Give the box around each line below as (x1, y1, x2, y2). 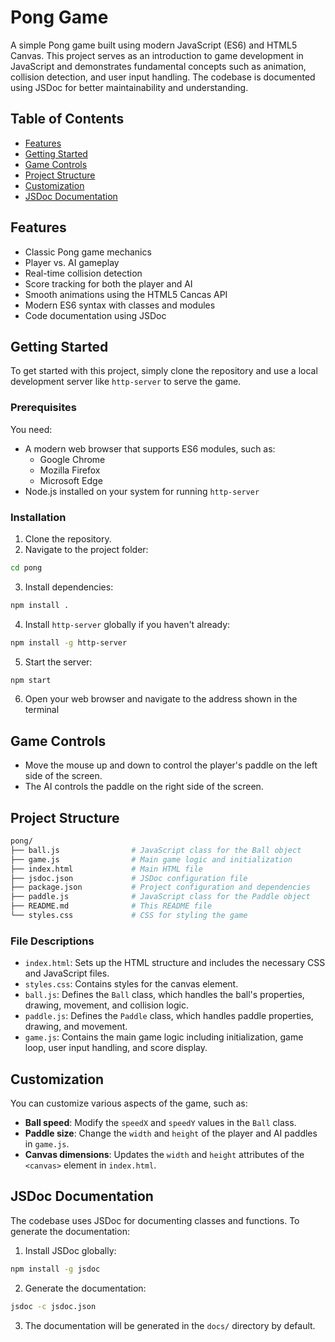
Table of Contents (10, 111, 125, 128)
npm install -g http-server (10, 637, 128, 648)
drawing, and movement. (24, 1021, 128, 1033)
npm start (10, 675, 52, 685)
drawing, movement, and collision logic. (24, 999, 189, 1011)
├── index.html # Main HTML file (10, 864, 203, 874)
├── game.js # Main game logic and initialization (10, 854, 293, 865)
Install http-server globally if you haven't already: (24, 618, 231, 630)
